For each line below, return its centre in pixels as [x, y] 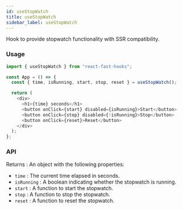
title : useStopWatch [31, 17]
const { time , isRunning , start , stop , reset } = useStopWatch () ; [94, 83]
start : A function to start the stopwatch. [64, 188]
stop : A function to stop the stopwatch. [62, 195]
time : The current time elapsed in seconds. [67, 176]
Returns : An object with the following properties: [65, 164]
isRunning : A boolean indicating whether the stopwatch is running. [95, 182]
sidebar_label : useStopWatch [42, 22]
